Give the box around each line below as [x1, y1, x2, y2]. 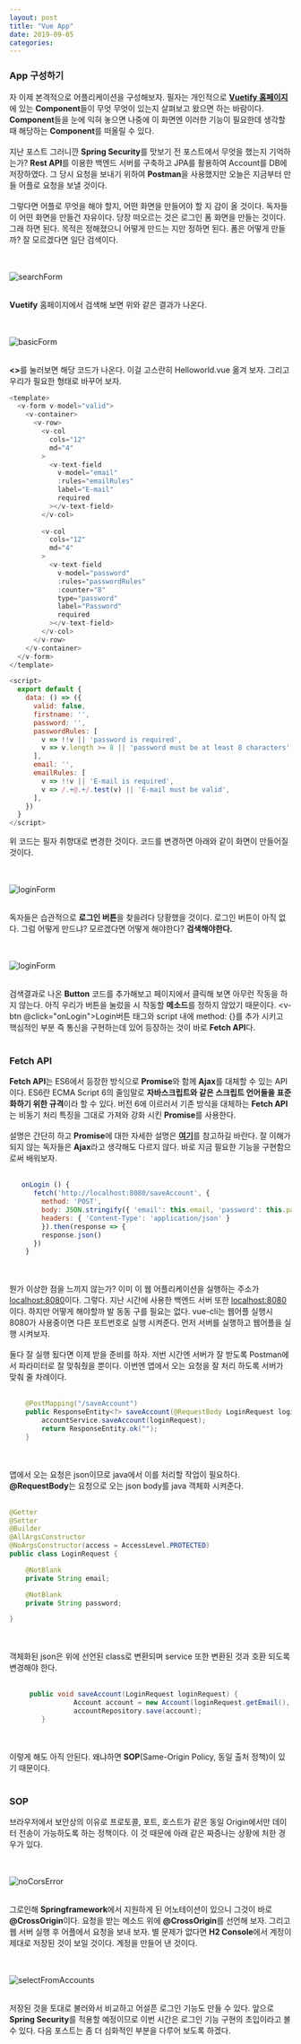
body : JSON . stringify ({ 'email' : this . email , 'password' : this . [41, 1206, 287, 1215]
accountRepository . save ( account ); [73, 1706, 202, 1715]
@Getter [9, 1507, 39, 1517]
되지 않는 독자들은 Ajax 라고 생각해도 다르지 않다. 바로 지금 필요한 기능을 [9, 1142, 261, 1153]
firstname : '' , [32, 710, 90, 719]
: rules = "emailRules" [56, 477, 134, 486]
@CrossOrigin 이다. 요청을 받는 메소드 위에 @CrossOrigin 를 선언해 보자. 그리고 [9, 1916, 291, 1926]
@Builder [9, 1524, 42, 1533]
